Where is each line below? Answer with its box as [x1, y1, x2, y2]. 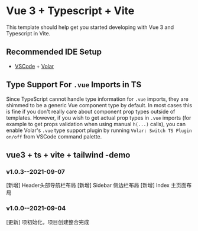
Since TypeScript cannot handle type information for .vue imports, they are [6, 95, 189, 103]
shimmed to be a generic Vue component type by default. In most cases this [6, 101, 192, 108]
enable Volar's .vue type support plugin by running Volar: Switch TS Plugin [6, 127, 192, 134]
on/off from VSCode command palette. [6, 133, 102, 140]
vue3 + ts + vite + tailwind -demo [6, 150, 131, 160]
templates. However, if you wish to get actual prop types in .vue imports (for [6, 114, 191, 121]
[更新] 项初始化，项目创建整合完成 [6, 218, 90, 225]
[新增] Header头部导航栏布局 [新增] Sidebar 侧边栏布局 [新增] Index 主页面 [6, 181, 187, 189]
